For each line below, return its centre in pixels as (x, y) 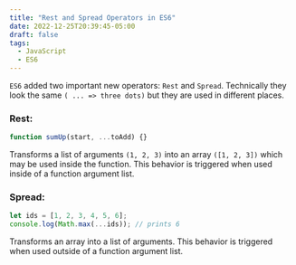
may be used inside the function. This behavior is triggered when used (141, 165)
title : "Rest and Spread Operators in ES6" (93, 18)
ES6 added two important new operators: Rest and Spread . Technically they (148, 85)
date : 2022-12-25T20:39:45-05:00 (72, 26)
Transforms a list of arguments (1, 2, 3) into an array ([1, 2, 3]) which (146, 155)
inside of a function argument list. (72, 174)
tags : (19, 43)
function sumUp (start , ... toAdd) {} (78, 137)
